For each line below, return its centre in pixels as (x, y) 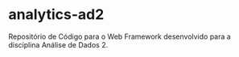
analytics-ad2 (56, 15)
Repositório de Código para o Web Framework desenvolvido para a (119, 36)
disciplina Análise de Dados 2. (58, 44)
